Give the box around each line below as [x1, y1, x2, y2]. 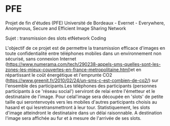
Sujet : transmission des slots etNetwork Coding [5, 35, 106, 41]
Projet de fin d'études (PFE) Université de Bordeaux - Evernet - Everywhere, [5, 20, 165, 26]
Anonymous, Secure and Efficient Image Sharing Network [5, 25, 126, 31]
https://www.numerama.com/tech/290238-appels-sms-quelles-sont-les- [7, 61, 161, 67]
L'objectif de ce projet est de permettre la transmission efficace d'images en [5, 45, 165, 51]
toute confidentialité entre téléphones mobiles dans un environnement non [5, 50, 162, 56]
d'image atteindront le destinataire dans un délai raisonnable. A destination [5, 110, 162, 116]
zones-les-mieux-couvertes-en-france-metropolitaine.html [5, 67, 129, 73]
